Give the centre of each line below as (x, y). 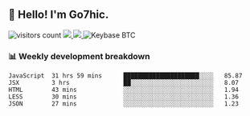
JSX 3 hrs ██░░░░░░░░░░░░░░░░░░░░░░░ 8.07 (124, 83)
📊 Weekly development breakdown (79, 56)
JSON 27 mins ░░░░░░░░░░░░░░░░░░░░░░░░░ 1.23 (124, 104)
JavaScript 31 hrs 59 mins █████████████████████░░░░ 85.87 (125, 76)
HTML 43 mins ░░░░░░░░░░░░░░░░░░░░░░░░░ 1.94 (124, 90)
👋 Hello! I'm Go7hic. (59, 15)
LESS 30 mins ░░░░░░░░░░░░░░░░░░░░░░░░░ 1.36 (124, 97)
